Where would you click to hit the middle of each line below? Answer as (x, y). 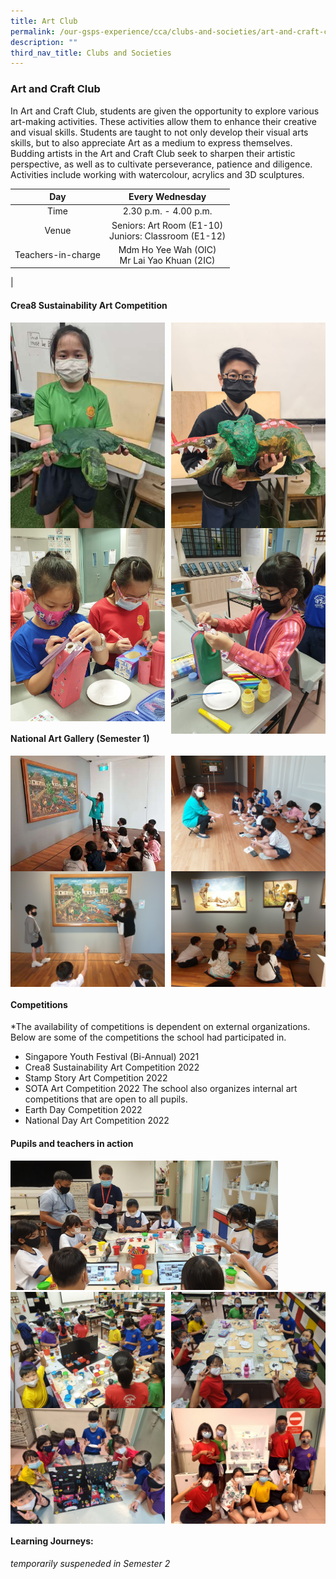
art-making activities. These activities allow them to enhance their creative (163, 121)
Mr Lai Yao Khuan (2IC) (167, 260)
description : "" (44, 42)
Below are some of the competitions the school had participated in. (148, 1037)
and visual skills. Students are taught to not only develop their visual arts (159, 132)
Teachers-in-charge (57, 255)
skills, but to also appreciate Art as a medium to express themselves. (151, 142)
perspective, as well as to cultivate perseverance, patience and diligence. (161, 164)
